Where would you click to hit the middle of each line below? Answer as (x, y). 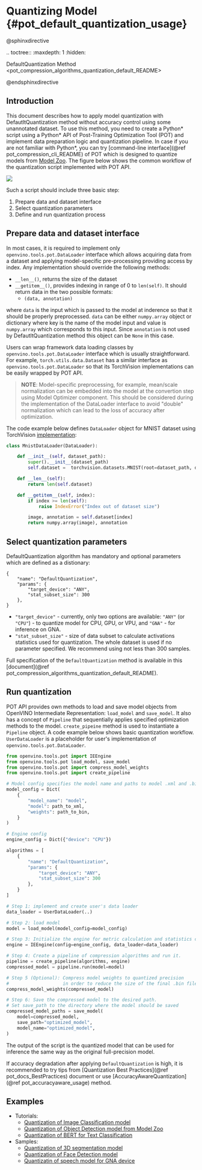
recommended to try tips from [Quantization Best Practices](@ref (87, 1070)
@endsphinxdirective (32, 82)
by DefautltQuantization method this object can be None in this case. (90, 335)
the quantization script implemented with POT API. (69, 167)
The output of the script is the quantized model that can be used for (90, 1045)
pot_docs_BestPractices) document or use (59, 1076)
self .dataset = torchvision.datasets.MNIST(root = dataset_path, (110, 468)
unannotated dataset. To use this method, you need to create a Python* (95, 129)
